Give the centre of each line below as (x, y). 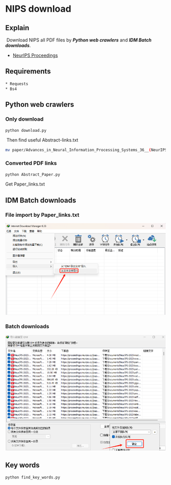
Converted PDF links (31, 163)
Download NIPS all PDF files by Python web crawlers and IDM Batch (79, 40)
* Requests (17, 84)
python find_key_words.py (33, 478)
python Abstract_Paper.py (33, 174)
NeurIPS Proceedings (35, 55)
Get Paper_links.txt (25, 184)
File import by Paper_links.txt (42, 215)
